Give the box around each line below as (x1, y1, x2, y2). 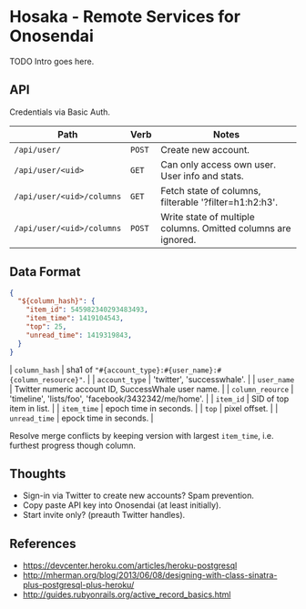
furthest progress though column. (9, 440, 137, 451)
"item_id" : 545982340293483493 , (25, 305, 148, 315)
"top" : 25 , (25, 322, 67, 331)
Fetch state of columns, (160, 184, 261, 197)
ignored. (160, 233, 197, 246)
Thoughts (9, 466, 66, 482)
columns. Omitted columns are (160, 221, 291, 234)
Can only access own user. (160, 157, 276, 170)
